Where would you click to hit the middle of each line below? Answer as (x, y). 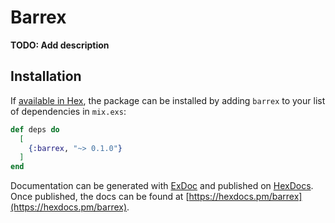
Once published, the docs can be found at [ (100, 197)
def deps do (35, 129)
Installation (46, 76)
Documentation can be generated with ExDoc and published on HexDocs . (162, 186)
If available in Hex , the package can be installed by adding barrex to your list (168, 100)
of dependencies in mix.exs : (68, 111)
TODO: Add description (60, 45)
